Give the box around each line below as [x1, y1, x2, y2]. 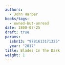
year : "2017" [9, 43, 36, 48]
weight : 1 [5, 52, 25, 58]
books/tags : [5, 16, 29, 21]
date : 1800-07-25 [5, 25, 41, 30]
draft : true [5, 30, 29, 35]
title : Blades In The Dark [5, 48, 60, 53]
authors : [5, 7, 23, 12]
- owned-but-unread [9, 21, 49, 26]
